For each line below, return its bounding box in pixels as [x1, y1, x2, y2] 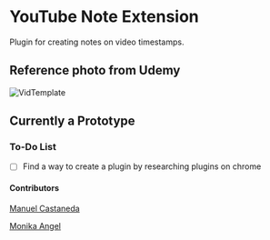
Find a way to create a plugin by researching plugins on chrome [22, 161, 262, 172]
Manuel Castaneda [9, 203, 80, 214]
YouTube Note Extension [9, 6, 200, 27]
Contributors [9, 183, 60, 194]
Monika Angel [9, 220, 62, 231]
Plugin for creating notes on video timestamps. [9, 36, 185, 47]
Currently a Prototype [9, 114, 135, 129]
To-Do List [9, 141, 56, 154]
